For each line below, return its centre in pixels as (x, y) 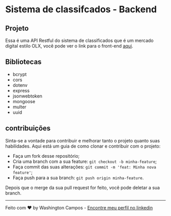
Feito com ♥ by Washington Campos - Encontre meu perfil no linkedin (79, 207)
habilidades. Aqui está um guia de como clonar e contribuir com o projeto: (83, 146)
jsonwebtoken (27, 96)
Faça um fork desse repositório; (46, 156)
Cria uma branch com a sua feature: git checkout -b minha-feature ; (84, 161)
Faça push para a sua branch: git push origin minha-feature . (78, 178)
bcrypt (20, 74)
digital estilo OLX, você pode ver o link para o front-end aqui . (69, 46)
